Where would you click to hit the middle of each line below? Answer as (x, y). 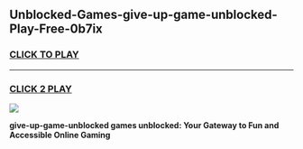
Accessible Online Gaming (60, 135)
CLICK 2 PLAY (41, 88)
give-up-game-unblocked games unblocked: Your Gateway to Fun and (144, 125)
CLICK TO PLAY (44, 55)
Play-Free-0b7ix (56, 29)
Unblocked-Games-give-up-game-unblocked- (143, 15)
